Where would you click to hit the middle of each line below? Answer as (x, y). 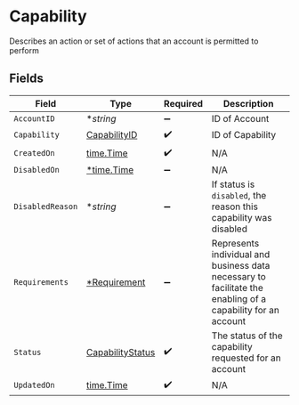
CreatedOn (34, 154)
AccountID (34, 118)
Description (248, 103)
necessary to (239, 276)
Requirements (41, 282)
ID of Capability (244, 135)
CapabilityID (112, 135)
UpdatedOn (34, 385)
